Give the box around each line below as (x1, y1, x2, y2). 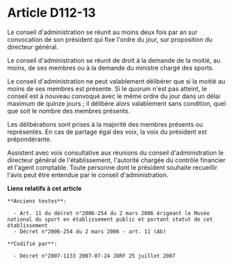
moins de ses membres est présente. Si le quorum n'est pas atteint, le (7, 84, 207, 93)
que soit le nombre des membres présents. (7, 107, 131, 115)
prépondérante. (7, 134, 52, 143)
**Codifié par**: (7, 240, 58, 247)
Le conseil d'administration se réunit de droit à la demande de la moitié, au (7, 56, 220, 64)
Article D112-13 (7, 5, 96, 21)
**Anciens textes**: (7, 197, 67, 205)
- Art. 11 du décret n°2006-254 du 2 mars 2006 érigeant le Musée (13, 210, 210, 217)
